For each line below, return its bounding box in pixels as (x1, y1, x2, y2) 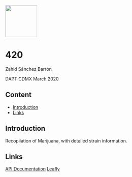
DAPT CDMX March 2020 (5, 76, 59, 82)
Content (5, 91, 32, 99)
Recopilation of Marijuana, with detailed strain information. (5, 137, 127, 144)
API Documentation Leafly (5, 166, 60, 172)
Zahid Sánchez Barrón (5, 66, 52, 72)
